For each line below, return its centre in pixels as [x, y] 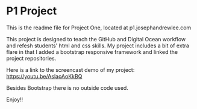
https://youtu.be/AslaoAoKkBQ [44, 76]
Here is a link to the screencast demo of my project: [70, 69]
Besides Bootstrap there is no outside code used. [67, 87]
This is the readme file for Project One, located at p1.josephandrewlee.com [99, 28]
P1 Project [32, 11]
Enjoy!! [15, 99]
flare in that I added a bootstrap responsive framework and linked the [92, 52]
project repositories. [31, 58]
